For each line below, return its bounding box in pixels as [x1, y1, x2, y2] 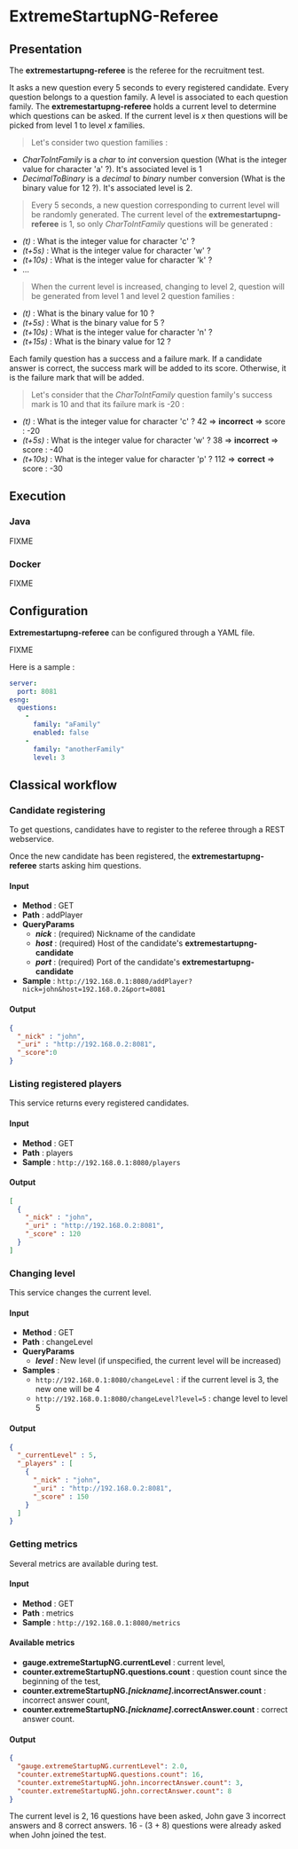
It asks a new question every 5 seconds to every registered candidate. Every [9, 83, 289, 92]
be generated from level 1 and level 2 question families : [30, 291, 235, 301]
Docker [9, 557, 42, 570]
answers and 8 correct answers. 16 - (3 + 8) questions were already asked [9, 1821, 282, 1831]
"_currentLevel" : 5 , [17, 1451, 98, 1460]
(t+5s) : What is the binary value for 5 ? [21, 318, 165, 327]
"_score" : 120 [25, 1230, 82, 1239]
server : [9, 679, 38, 688]
